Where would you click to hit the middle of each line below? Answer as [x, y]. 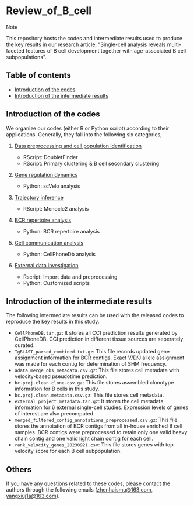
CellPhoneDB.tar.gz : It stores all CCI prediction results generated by [96, 333]
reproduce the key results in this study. [53, 322]
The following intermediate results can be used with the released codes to [95, 315]
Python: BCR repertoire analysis [61, 231]
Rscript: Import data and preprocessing [70, 277]
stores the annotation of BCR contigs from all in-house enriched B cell [98, 426]
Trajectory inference [39, 197]
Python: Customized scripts [57, 283]
